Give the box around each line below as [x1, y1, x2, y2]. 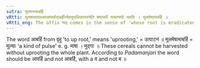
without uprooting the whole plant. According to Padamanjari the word [6, 49, 180, 56]
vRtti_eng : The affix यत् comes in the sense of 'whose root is [6, 20, 166, 25]
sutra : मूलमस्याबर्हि [6, 8, 43, 15]
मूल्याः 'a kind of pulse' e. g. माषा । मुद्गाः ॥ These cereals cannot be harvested [6, 43, 188, 50]
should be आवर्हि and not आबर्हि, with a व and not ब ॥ [6, 56, 127, 63]
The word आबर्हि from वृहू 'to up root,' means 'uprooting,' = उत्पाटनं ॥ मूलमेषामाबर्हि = [6, 36, 193, 43]
